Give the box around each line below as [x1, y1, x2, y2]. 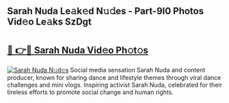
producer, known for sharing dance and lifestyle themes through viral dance [7, 74, 221, 81]
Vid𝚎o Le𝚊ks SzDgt [7, 16, 92, 28]
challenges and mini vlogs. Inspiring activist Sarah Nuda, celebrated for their [7, 81, 222, 89]
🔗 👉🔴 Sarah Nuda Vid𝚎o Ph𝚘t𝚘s [7, 44, 149, 56]
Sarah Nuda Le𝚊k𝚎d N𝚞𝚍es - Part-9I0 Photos [7, 5, 204, 17]
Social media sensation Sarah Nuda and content [70, 66, 206, 74]
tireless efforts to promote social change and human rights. [7, 88, 174, 96]
